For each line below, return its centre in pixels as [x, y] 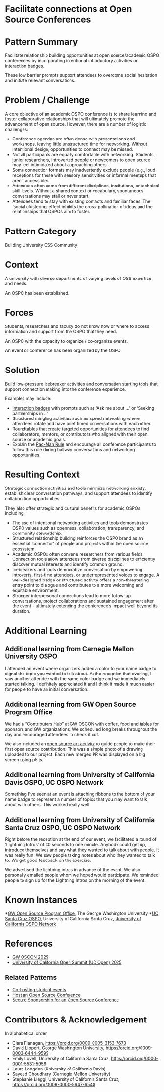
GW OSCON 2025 [30, 957]
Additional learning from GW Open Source [70, 705]
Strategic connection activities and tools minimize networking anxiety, [76, 488]
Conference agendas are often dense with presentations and [73, 139]
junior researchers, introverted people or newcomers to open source [81, 160]
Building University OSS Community [41, 245]
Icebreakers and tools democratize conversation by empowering [77, 569]
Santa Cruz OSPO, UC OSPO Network [63, 827]
